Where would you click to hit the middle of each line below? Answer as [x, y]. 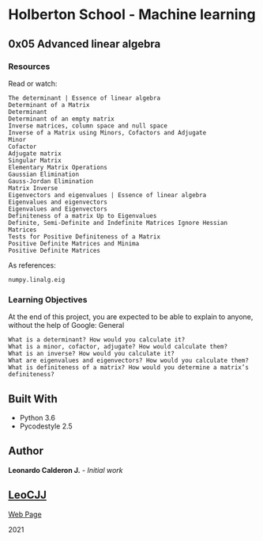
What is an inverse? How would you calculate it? [92, 354]
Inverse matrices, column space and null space [88, 126]
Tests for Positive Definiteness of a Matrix [84, 236]
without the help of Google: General [66, 326]
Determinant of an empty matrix [61, 119]
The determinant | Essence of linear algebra [84, 98]
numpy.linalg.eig [37, 280]
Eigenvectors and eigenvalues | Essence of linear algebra [107, 195]
